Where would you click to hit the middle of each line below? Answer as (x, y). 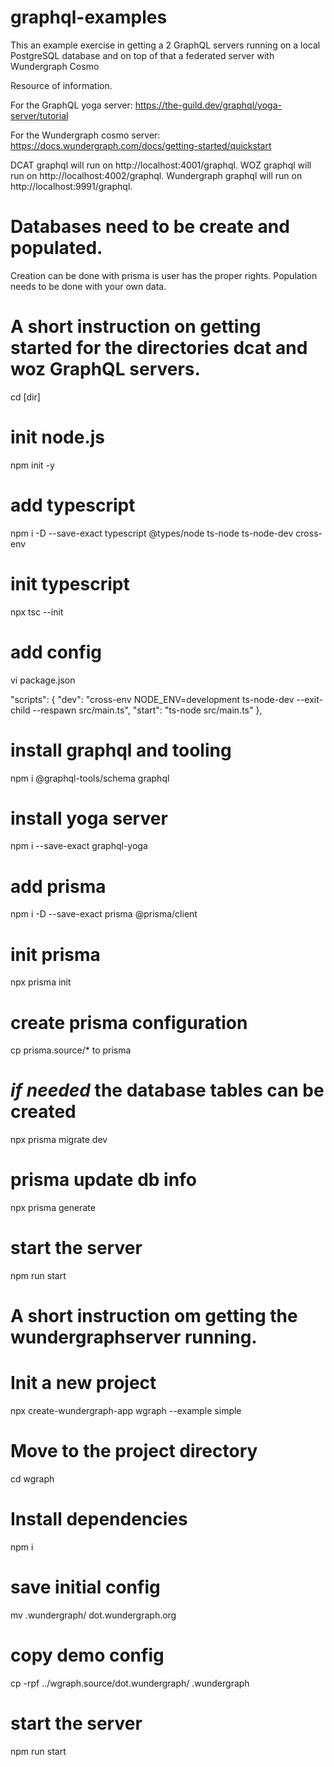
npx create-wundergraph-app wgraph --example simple (126, 1411)
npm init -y (32, 465)
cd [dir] (25, 397)
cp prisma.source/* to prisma (71, 1050)
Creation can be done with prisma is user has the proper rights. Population (164, 275)
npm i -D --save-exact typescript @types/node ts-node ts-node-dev (152, 533)
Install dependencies (99, 1519)
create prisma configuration (129, 1022)
